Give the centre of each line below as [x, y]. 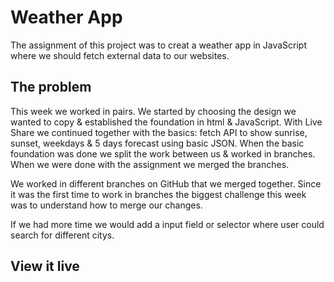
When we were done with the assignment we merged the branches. [150, 164]
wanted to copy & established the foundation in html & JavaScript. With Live [166, 122]
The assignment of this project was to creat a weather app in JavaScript [158, 45]
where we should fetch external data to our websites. [120, 55]
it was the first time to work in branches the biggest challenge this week [158, 194]
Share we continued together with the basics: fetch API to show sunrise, [159, 132]
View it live [45, 266]
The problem [51, 87]
